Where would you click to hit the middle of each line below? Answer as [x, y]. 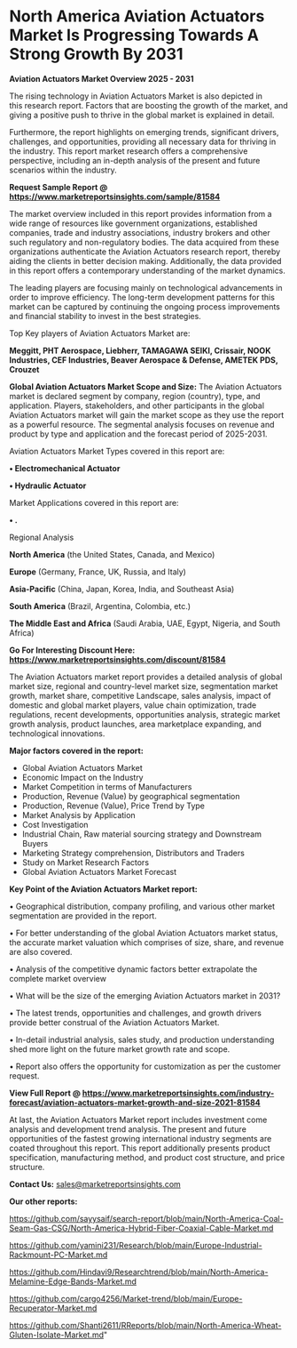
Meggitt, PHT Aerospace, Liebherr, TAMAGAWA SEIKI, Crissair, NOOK [140, 350]
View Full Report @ [45, 1093]
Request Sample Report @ [59, 187]
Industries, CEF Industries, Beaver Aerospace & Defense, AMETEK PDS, [144, 360]
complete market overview [58, 978]
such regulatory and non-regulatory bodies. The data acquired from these [144, 242]
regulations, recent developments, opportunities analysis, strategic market [145, 714]
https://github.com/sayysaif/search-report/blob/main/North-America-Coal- [146, 1218]
